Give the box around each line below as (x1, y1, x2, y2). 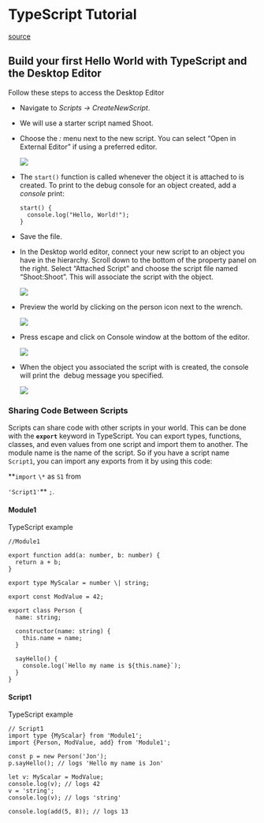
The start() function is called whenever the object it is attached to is (19, 172, 244, 181)
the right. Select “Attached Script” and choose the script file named (19, 263, 239, 273)
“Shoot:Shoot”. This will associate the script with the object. (19, 272, 214, 281)
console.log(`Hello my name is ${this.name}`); (22, 662, 181, 670)
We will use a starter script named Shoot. (19, 118, 154, 128)
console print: (19, 188, 65, 198)
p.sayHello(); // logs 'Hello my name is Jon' (8, 759, 164, 768)
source (8, 32, 32, 41)
